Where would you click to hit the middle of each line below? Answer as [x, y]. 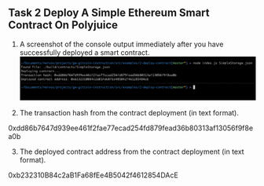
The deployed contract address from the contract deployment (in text [132, 151]
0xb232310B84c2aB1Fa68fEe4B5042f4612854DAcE [93, 175]
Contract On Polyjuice [63, 26]
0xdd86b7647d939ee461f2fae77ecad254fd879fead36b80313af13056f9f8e [131, 128]
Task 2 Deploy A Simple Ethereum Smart [109, 13]
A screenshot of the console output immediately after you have [121, 44]
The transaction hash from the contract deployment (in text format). [129, 113]
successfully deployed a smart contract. [84, 52]
